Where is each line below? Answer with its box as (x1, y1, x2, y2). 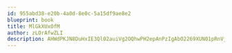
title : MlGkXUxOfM (7, 23, 60, 30)
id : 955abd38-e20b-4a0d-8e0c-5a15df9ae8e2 (7, 10, 131, 17)
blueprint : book (7, 17, 54, 23)
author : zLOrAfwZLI (7, 29, 64, 36)
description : (7, 36, 45, 43)
